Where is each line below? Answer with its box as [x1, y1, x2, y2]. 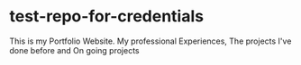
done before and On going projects [9, 45, 140, 55]
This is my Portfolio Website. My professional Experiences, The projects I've [9, 36, 292, 46]
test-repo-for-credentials [9, 6, 205, 27]
